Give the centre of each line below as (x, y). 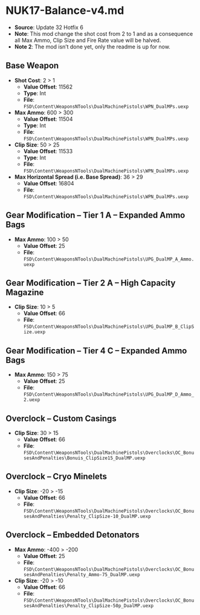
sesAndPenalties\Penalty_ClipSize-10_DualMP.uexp (87, 516)
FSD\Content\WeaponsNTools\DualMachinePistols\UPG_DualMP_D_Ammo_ (109, 394)
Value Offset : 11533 (48, 151)
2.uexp (32, 400)
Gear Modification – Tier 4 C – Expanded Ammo (96, 351)
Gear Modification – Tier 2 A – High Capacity (91, 283)
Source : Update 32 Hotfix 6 (49, 27)
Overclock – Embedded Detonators (73, 535)
